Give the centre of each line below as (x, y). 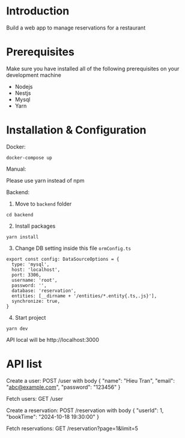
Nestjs (23, 93)
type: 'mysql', (31, 264)
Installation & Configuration (76, 130)
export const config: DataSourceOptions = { (63, 259)
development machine (34, 75)
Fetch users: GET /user (35, 398)
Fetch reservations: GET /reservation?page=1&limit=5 (72, 428)
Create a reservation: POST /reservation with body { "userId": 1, (85, 410)
